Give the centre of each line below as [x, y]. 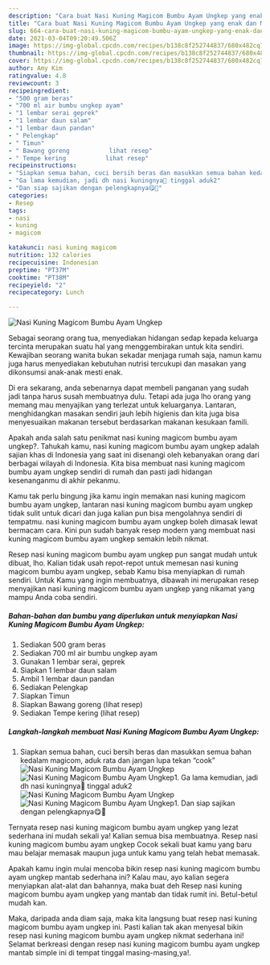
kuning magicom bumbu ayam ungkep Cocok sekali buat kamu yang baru [130, 845]
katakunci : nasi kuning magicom [62, 248]
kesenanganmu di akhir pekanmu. [64, 481]
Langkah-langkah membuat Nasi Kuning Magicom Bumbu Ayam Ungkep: [134, 731]
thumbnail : [27, 53]
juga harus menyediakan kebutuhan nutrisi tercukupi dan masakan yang [127, 364]
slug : [17, 31]
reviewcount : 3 [34, 83]
